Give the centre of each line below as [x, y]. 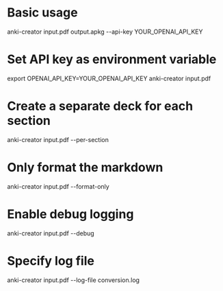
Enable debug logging [70, 214]
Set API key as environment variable [112, 59]
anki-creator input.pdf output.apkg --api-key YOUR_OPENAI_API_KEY [105, 32]
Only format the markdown [85, 167]
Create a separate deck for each [100, 106]
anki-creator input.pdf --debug [51, 233]
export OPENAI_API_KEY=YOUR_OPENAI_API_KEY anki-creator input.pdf [109, 78]
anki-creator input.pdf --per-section [58, 139]
